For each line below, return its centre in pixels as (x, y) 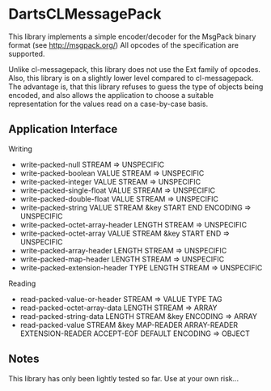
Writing (20, 149)
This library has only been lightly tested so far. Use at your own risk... (124, 378)
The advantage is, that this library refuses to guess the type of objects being (136, 87)
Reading (22, 283)
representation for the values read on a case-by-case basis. (108, 104)
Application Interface (63, 129)
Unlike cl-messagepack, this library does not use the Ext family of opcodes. (135, 69)
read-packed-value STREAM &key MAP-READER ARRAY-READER (129, 325)
